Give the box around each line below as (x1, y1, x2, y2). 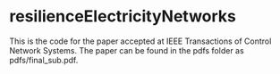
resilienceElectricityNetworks (9, 6, 237, 27)
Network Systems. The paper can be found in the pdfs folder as (9, 45, 244, 55)
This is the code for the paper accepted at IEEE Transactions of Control (9, 36, 272, 46)
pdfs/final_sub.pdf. (9, 54, 79, 65)
